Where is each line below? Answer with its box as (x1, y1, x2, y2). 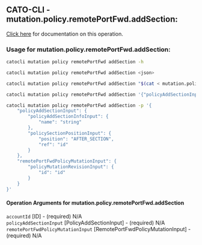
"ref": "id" (38, 141, 69, 147)
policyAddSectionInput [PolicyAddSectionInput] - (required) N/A (6, 219, 165, 226)
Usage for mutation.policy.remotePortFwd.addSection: (6, 45, 171, 54)
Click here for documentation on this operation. (6, 30, 123, 37)
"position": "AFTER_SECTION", (38, 135, 114, 142)
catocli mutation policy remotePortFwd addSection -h (6, 59, 144, 65)
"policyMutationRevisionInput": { (28, 164, 114, 170)
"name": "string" (38, 119, 82, 125)
